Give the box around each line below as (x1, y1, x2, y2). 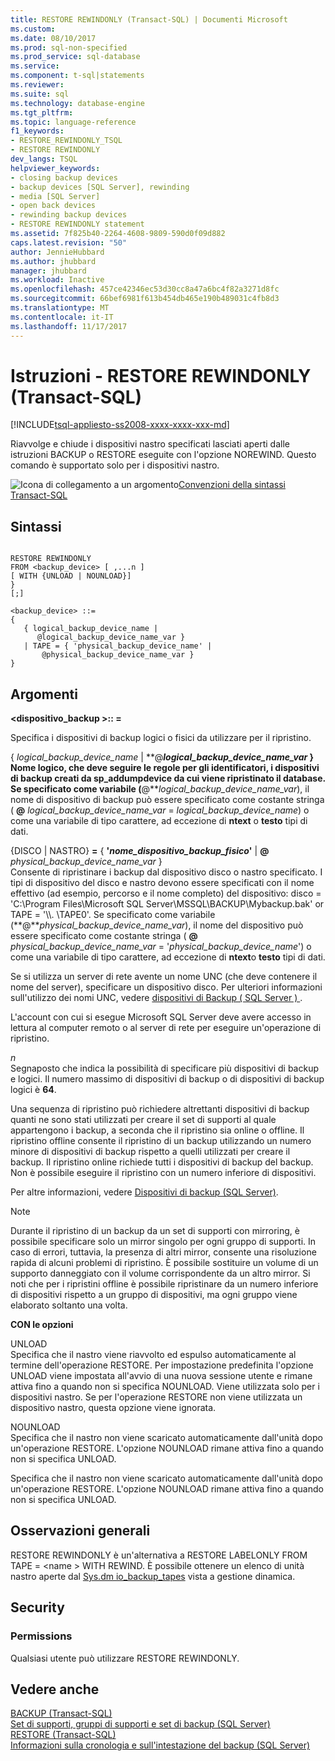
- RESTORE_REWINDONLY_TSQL (10, 136, 123, 146)
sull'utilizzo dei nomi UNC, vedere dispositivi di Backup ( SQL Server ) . (10, 992, 303, 1004)
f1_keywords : (10, 126, 65, 136)
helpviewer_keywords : (10, 163, 101, 173)
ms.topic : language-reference (10, 117, 137, 127)
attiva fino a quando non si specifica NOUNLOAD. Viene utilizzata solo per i (10, 1381, 320, 1393)
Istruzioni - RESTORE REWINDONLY (10, 364, 312, 387)
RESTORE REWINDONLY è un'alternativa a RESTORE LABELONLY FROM (10, 1549, 308, 1561)
